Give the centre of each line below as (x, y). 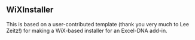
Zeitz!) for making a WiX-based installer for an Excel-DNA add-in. (87, 30)
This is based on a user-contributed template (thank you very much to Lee (98, 24)
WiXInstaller (30, 10)
